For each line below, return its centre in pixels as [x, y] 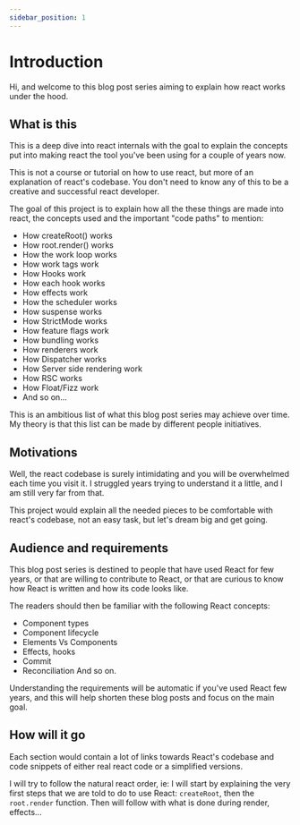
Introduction [56, 61]
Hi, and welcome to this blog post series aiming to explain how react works [147, 87]
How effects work [55, 293]
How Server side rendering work [82, 369]
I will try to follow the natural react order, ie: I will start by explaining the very [150, 783]
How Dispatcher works [64, 360]
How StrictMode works [64, 321]
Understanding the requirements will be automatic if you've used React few [148, 688]
